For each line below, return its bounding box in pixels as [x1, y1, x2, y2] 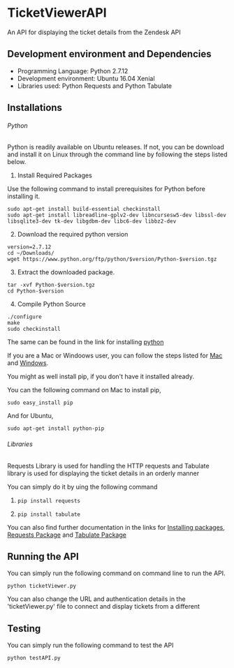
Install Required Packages [17, 171, 92, 179]
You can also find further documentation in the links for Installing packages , [7, 523, 225, 531]
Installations [7, 102, 63, 114]
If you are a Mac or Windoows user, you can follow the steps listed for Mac [7, 351, 223, 360]
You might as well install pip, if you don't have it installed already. [7, 372, 194, 381]
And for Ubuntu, [7, 412, 54, 420]
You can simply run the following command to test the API [7, 641, 174, 650]
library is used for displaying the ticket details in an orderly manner [7, 469, 200, 477]
